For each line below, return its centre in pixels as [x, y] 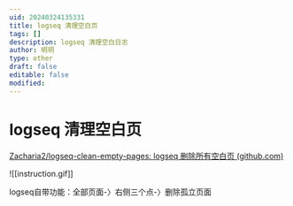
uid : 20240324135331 [47, 17]
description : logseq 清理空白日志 [69, 42]
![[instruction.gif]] [41, 173]
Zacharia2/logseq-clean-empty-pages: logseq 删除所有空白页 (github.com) [146, 156]
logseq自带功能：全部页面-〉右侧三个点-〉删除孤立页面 [111, 192]
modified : [27, 83]
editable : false [39, 75]
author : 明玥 [32, 50]
